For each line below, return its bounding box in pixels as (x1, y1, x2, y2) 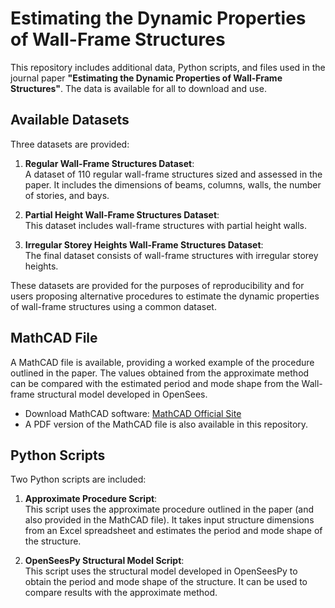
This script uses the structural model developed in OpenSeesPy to (24, 565, 298, 577)
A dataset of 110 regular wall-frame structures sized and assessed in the (24, 168, 323, 180)
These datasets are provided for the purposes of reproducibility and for (10, 279, 305, 291)
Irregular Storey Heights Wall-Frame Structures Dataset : (24, 238, 264, 251)
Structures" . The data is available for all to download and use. (10, 82, 267, 94)
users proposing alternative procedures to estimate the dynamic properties (10, 290, 320, 302)
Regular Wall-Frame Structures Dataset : (24, 157, 195, 169)
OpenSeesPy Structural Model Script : (24, 555, 185, 567)
